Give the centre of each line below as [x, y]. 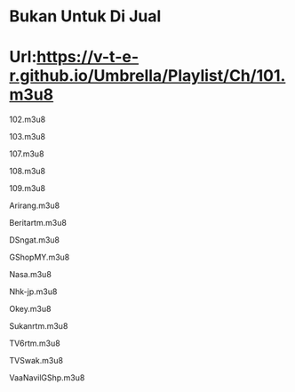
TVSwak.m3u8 [36, 361]
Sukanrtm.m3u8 [39, 326]
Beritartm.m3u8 [38, 223]
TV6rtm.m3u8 [35, 343]
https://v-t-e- [88, 57]
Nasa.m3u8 [30, 275]
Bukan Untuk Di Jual [85, 16]
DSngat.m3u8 [35, 240]
